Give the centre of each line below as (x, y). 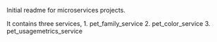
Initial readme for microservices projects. (66, 10)
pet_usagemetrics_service (45, 31)
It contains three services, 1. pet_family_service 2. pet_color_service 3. (108, 23)
